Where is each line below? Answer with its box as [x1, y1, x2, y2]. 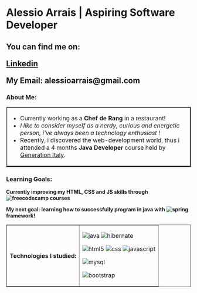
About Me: [6, 93, 37, 101]
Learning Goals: [6, 175, 53, 183]
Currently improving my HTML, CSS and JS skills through [6, 188, 148, 196]
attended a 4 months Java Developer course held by [20, 143, 166, 151]
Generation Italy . [20, 150, 66, 159]
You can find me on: [6, 42, 80, 52]
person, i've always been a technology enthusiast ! [20, 129, 161, 137]
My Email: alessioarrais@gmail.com [6, 75, 141, 85]
